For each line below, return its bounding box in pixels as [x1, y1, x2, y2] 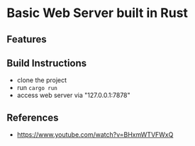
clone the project [16, 76, 67, 84]
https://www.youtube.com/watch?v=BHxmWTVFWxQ [16, 130, 174, 139]
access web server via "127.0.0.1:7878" [16, 91, 130, 100]
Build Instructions [6, 57, 87, 69]
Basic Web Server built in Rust [6, 5, 189, 21]
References [6, 111, 59, 123]
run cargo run [16, 84, 57, 92]
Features [6, 33, 47, 45]
